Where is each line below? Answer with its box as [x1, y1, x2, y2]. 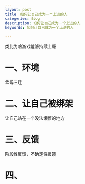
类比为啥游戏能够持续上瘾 [5, 43, 56, 49]
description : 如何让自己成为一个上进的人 [5, 20, 81, 26]
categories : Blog [5, 16, 40, 21]
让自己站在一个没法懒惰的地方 [5, 115, 65, 121]
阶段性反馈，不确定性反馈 [5, 151, 56, 157]
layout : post [5, 7, 32, 12]
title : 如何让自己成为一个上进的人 [5, 12, 68, 17]
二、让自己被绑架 [5, 98, 74, 110]
